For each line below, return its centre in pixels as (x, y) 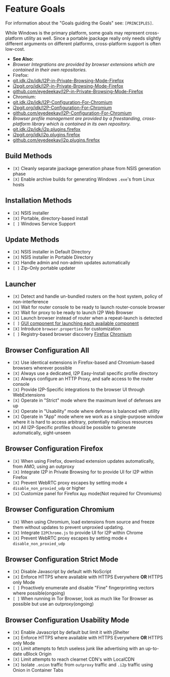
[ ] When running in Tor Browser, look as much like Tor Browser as (83, 599)
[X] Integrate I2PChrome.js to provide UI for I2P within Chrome (78, 532)
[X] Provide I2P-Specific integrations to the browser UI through (79, 389)
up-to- (152, 648)
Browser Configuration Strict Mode (62, 560)
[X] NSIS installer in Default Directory (52, 252)
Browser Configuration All (47, 350)
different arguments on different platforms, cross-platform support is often (83, 43)
